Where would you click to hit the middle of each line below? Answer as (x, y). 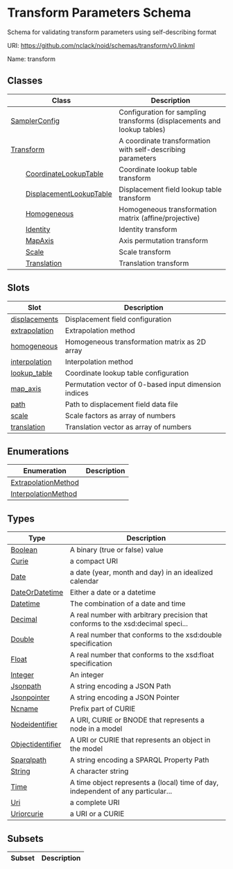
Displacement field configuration (118, 319)
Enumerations (38, 451)
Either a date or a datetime (113, 593)
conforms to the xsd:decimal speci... (129, 624)
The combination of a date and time (128, 604)
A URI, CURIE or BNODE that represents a (137, 720)
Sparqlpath (29, 760)
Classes (25, 81)
